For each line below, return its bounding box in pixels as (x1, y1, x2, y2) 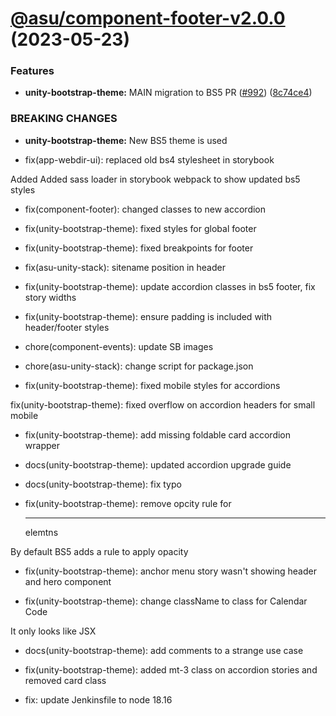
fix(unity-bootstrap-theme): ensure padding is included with (24, 310, 273, 322)
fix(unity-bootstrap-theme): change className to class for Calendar (24, 595, 308, 607)
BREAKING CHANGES (10, 112, 118, 126)
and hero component (24, 575, 112, 587)
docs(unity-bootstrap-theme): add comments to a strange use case (24, 644, 304, 656)
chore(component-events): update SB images (24, 340, 214, 352)
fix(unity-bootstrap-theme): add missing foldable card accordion (24, 428, 292, 441)
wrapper (24, 439, 60, 451)
